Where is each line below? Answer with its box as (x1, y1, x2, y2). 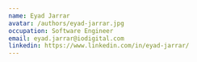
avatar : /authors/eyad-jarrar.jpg (8, 19, 125, 27)
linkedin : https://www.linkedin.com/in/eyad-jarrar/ (8, 42, 190, 50)
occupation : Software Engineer (8, 27, 114, 35)
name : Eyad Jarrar (8, 11, 70, 20)
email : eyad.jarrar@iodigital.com (8, 34, 125, 43)
